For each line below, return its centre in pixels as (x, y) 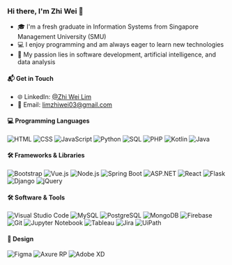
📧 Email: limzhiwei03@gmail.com (65, 105)
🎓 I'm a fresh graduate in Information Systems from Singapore (108, 26)
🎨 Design (21, 238)
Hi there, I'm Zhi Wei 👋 (45, 11)
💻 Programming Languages (48, 121)
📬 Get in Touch (30, 78)
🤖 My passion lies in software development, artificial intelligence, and (116, 54)
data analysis (36, 62)
